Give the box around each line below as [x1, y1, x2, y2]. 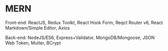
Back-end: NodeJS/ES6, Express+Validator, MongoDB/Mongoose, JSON [5, 34, 155, 40]
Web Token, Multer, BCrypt [5, 39, 61, 45]
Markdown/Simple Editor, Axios [5, 24, 70, 30]
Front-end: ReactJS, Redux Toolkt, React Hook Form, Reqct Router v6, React [5, 19, 163, 25]
